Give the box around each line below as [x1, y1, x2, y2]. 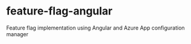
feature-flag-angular [6, 4, 113, 18]
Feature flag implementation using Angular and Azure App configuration [6, 24, 185, 31]
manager [6, 30, 29, 37]
